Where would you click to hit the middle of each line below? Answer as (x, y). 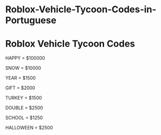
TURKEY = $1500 (24, 98)
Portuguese (31, 20)
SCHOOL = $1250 (24, 118)
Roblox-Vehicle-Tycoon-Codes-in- (81, 9)
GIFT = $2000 (20, 88)
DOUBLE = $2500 (24, 108)
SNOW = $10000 (23, 68)
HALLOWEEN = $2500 (29, 128)
